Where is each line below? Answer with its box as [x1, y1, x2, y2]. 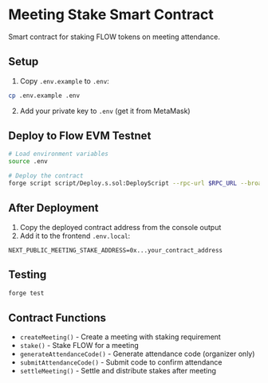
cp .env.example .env [8, 92, 81, 100]
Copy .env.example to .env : [19, 76, 109, 85]
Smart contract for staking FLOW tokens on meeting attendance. [8, 32, 221, 41]
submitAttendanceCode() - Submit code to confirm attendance [19, 358, 223, 367]
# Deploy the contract [8, 172, 84, 180]
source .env [8, 158, 48, 166]
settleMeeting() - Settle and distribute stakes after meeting [19, 366, 217, 376]
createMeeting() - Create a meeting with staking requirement [19, 332, 221, 342]
